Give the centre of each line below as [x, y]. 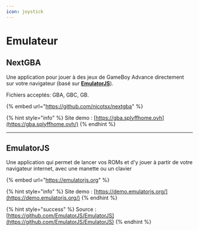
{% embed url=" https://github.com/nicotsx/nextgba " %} [75, 106]
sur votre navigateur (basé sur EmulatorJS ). [60, 83]
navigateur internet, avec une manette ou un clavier [69, 169]
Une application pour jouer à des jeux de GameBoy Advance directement [95, 77]
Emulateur [32, 41]
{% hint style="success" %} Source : [51, 209]
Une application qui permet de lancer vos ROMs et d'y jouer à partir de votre [99, 162]
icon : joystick [25, 12]
